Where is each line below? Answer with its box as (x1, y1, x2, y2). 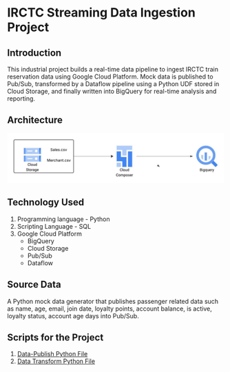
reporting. (7, 94, 36, 103)
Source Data (7, 279, 61, 291)
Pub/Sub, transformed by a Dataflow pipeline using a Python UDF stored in (7, 80, 220, 87)
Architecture (7, 114, 63, 126)
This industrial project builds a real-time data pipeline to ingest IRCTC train (7, 65, 219, 73)
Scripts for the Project (7, 331, 104, 343)
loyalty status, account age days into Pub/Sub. (7, 311, 139, 320)
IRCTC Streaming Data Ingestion (7, 5, 196, 21)
